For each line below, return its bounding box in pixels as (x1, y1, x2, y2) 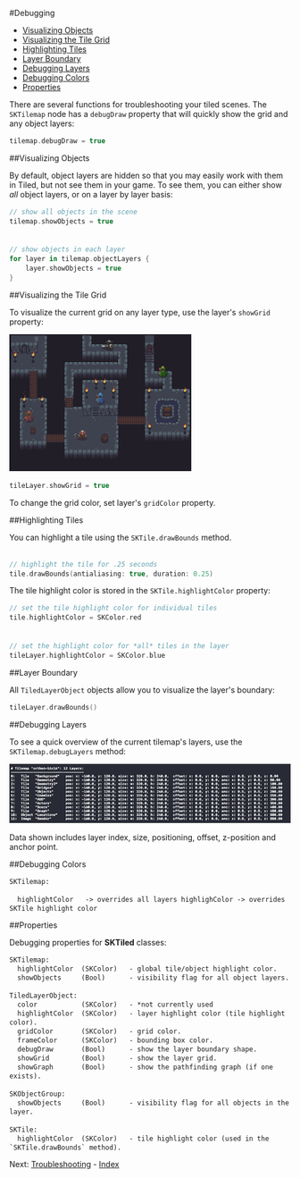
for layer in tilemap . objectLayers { (9, 255, 150, 264)
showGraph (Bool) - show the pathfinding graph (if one (17, 1063, 274, 1072)
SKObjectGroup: (9, 1090, 66, 1098)
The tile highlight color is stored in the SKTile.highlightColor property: (9, 585, 271, 596)
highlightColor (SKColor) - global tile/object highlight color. (17, 964, 278, 973)
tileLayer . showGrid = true (9, 481, 110, 490)
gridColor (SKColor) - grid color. (17, 1027, 181, 1036)
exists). (9, 1072, 42, 1081)
